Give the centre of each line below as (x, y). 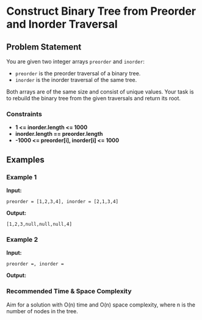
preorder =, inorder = (35, 264)
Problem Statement (44, 47)
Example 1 (22, 177)
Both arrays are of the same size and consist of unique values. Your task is (100, 92)
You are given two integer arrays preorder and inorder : (76, 61)
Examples (25, 159)
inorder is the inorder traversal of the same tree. (76, 80)
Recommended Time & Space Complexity (69, 291)
